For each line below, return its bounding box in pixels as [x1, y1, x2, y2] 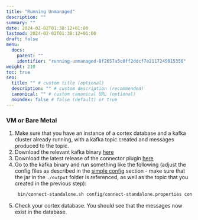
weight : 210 [6, 63, 35, 70]
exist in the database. [14, 208, 67, 215]
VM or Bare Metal [6, 116, 57, 124]
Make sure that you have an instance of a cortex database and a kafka [14, 130, 186, 137]
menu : [6, 42, 20, 48]
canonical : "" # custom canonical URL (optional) [11, 91, 136, 97]
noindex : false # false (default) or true [11, 96, 118, 102]
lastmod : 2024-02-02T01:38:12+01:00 [6, 31, 96, 37]
